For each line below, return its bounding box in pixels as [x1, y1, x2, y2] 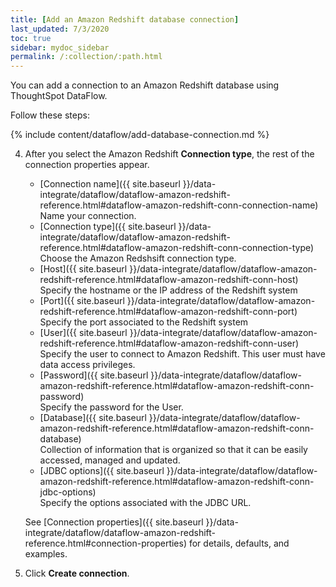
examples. [24, 548, 68, 560]
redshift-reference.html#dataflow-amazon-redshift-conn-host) [39, 274, 299, 286]
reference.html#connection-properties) [24, 537, 188, 550]
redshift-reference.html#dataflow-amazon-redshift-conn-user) [39, 337, 300, 350]
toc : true [10, 33, 52, 43]
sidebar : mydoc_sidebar [10, 42, 110, 53]
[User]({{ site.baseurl [39, 327, 128, 339]
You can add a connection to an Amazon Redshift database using [10, 79, 280, 91]
